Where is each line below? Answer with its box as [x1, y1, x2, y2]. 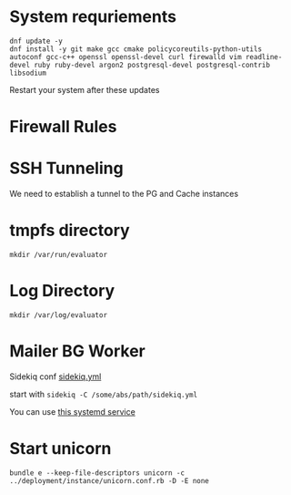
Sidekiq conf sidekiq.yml [9, 371, 102, 382]
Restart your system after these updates [9, 84, 160, 95]
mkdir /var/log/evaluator [9, 310, 107, 320]
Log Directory [9, 281, 115, 302]
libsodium [9, 68, 47, 77]
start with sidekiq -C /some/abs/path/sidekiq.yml [9, 388, 198, 399]
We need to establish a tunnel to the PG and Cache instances [9, 189, 239, 200]
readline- [245, 52, 283, 61]
